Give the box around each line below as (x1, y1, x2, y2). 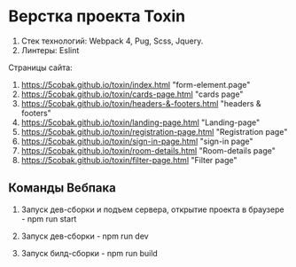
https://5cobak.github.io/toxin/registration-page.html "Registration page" (20, 126, 288, 137)
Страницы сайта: (8, 62, 73, 73)
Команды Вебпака (8, 180, 116, 196)
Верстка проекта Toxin (8, 6, 186, 27)
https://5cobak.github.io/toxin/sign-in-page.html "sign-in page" (20, 136, 253, 146)
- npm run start (20, 213, 77, 224)
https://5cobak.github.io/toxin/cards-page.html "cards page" (20, 89, 244, 99)
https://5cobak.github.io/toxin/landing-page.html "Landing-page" (20, 117, 261, 128)
